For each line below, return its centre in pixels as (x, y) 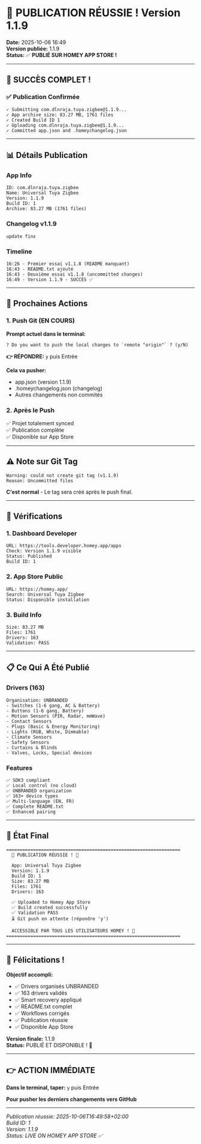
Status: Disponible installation (48, 600)
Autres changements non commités (59, 395)
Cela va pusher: (26, 370)
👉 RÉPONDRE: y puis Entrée (42, 356)
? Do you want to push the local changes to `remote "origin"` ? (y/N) (97, 345)
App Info (19, 175)
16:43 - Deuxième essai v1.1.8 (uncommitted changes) (75, 274)
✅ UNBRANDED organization (39, 791)
